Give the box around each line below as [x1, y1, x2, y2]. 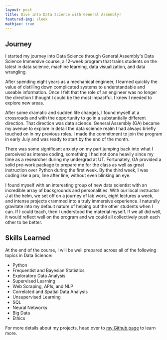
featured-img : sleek [5, 16, 48, 21]
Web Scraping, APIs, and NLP [12, 283, 74, 289]
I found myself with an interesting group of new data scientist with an [5, 182, 147, 188]
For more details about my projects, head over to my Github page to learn [5, 324, 156, 330]
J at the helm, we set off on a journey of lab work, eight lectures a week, [5, 193, 154, 199]
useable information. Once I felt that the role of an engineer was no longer [5, 89, 157, 95]
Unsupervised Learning [12, 293, 61, 300]
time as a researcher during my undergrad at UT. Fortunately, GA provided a [5, 156, 162, 162]
